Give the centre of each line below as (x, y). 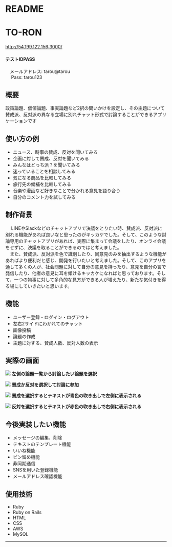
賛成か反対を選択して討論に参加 (45, 385)
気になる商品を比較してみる (42, 177)
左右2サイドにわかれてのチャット (48, 323)
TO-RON (24, 33)
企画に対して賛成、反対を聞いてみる (51, 158)
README (25, 9)
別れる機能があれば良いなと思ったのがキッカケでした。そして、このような (84, 234)
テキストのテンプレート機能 (42, 444)
